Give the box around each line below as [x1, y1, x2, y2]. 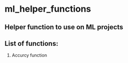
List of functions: [4, 39, 59, 47]
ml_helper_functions [4, 3, 91, 15]
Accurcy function [11, 52, 47, 58]
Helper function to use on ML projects [4, 23, 124, 31]
